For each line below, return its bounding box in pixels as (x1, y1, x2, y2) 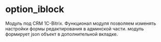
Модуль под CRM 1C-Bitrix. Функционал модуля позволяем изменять (5, 20, 156, 26)
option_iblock (5, 4, 64, 15)
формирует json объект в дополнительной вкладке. (5, 31, 118, 37)
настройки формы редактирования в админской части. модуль (5, 25, 144, 31)
